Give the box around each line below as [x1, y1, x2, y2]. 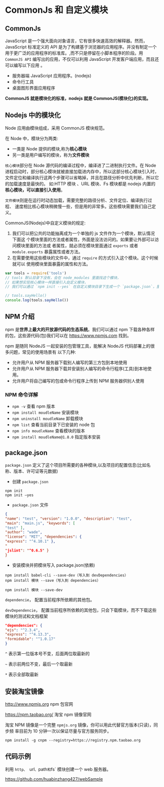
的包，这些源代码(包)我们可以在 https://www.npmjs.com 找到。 [5, 333, 132, 338]
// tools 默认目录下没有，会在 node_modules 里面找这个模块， [5, 275, 121, 280]
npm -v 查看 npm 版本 [12, 404, 55, 409]
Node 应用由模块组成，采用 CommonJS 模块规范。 [5, 125, 107, 131]
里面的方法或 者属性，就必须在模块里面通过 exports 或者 [25, 242, 138, 248]
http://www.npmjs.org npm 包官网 [5, 701, 73, 707]
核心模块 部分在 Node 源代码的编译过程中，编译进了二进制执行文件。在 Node [5, 162, 156, 168]
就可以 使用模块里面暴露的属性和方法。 [12, 261, 91, 267]
